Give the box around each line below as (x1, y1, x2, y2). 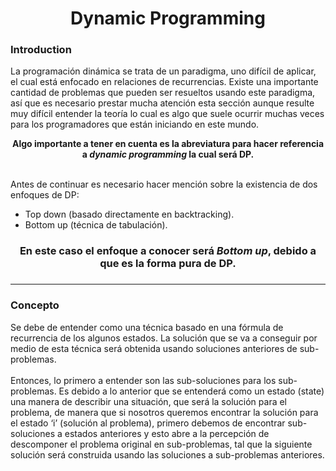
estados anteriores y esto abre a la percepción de (64, 427, 270, 439)
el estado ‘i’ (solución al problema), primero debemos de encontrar (10, 417, 286, 429)
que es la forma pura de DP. (99, 257, 237, 271)
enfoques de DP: (10, 189, 80, 201)
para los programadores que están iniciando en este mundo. (10, 118, 260, 131)
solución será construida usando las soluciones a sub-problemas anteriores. (10, 448, 325, 461)
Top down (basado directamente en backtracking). (24, 208, 235, 221)
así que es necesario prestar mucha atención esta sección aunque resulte (10, 97, 315, 109)
